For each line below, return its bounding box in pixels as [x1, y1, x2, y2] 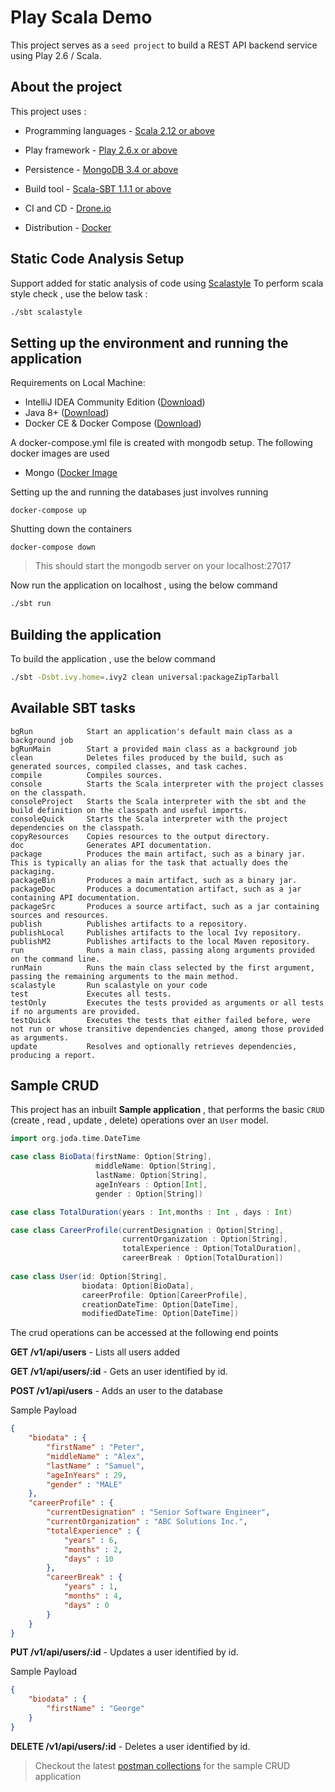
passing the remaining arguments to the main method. [10, 971, 240, 981]
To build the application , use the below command [10, 652, 216, 665]
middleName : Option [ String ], [95, 1161, 217, 1171]
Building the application [10, 626, 162, 643]
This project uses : [10, 105, 87, 117]
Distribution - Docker [24, 221, 112, 233]
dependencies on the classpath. [10, 822, 145, 833]
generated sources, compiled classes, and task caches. [10, 761, 248, 771]
